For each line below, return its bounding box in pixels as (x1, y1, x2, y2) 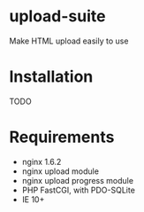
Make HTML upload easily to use (9, 35, 129, 46)
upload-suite (9, 6, 106, 27)
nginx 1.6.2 (21, 156, 62, 167)
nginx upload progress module (21, 175, 134, 185)
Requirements (9, 127, 115, 147)
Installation (9, 67, 94, 87)
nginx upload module (21, 166, 100, 177)
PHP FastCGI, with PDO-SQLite (21, 185, 135, 195)
